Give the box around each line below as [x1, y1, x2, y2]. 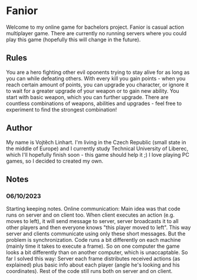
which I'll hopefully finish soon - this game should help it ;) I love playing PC [6, 151, 190, 158]
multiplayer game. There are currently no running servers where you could [6, 29, 187, 36]
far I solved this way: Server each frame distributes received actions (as [6, 255, 181, 262]
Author [6, 123, 32, 133]
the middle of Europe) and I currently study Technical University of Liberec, [6, 145, 189, 152]
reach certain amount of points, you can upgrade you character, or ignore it [6, 81, 189, 88]
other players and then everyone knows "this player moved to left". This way [6, 224, 191, 231]
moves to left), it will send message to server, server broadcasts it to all [6, 218, 179, 225]
